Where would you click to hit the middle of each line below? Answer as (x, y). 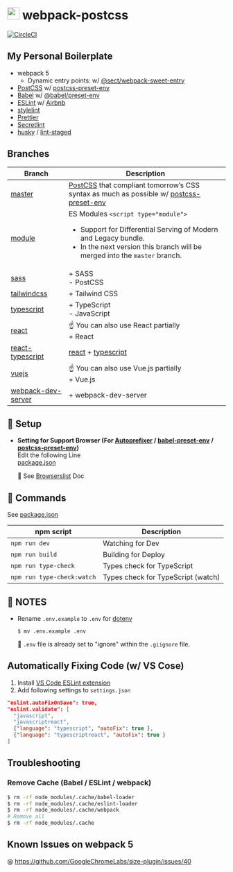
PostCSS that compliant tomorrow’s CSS (134, 185)
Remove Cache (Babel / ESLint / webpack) (79, 783)
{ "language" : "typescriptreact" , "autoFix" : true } (90, 735)
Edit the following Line (49, 455)
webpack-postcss (75, 16)
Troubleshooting (44, 763)
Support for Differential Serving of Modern (149, 229)
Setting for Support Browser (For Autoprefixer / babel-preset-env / (115, 441)
